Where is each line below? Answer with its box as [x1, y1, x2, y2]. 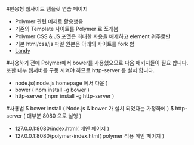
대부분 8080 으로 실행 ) [26, 112, 82, 119]
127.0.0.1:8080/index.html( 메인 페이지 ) [14, 125, 109, 132]
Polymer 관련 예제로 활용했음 [14, 18, 84, 25]
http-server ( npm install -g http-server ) [14, 92, 115, 100]
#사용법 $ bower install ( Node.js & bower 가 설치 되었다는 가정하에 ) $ [6, 105, 174, 112]
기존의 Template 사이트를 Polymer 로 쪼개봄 [14, 26, 119, 32]
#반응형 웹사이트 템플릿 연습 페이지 [6, 5, 88, 12]
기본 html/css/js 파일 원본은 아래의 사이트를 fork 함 [14, 41, 135, 47]
